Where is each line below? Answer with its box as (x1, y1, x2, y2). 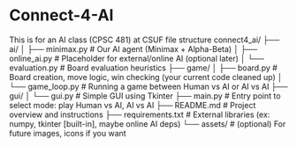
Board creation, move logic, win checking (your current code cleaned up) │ (9, 71, 283, 82)
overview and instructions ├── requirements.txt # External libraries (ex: (9, 109, 270, 120)
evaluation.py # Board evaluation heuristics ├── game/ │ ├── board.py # (9, 62, 278, 73)
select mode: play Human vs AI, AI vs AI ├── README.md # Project (9, 99, 256, 110)
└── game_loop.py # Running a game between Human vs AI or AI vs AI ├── (9, 81, 288, 92)
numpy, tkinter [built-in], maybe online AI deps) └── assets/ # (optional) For (9, 118, 286, 129)
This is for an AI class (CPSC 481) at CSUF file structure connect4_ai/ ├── (9, 34, 280, 45)
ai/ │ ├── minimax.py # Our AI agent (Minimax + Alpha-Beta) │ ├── (9, 43, 258, 54)
